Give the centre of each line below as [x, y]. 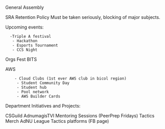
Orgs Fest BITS [21, 59]
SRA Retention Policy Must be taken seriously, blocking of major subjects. [83, 17]
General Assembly [25, 7]
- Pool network [33, 92]
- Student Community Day [43, 83]
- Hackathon [25, 41]
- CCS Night [25, 50]
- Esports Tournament [35, 45]
